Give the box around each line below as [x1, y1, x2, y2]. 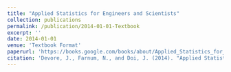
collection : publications [7, 16, 81, 23]
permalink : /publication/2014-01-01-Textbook [7, 23, 140, 29]
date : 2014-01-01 [7, 36, 57, 43]
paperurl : [7, 49, 36, 56]
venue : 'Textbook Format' [7, 42, 81, 49]
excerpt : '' [7, 29, 41, 36]
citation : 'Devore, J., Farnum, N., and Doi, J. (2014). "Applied [7, 55, 201, 62]
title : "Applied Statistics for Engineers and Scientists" [7, 10, 180, 17]
